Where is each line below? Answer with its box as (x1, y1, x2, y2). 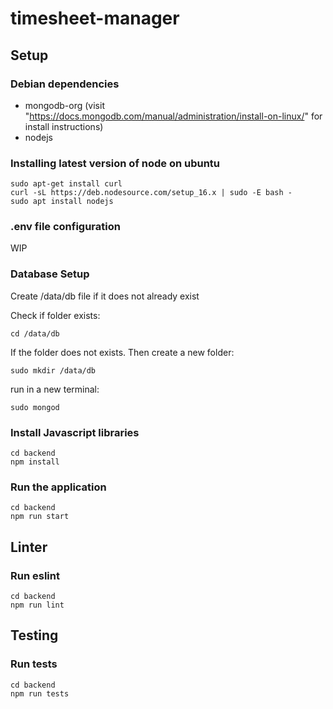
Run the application (10, 480, 107, 494)
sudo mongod (10, 402, 60, 412)
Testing (10, 627, 59, 644)
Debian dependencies (10, 77, 120, 91)
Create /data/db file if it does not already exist (10, 290, 200, 302)
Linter (10, 538, 48, 556)
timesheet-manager (10, 7, 180, 30)
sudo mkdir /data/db (10, 365, 97, 376)
